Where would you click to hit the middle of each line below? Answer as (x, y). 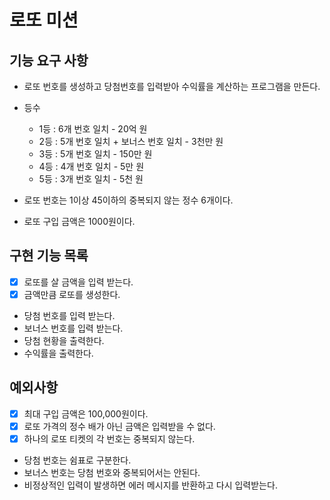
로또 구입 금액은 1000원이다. (79, 221)
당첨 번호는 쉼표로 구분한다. (77, 460)
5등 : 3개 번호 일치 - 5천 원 (91, 179)
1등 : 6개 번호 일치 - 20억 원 (93, 129)
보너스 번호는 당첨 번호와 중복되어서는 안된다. (112, 472)
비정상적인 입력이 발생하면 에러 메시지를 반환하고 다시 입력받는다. (150, 485)
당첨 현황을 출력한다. (64, 340)
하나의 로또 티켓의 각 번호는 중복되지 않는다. (109, 438)
